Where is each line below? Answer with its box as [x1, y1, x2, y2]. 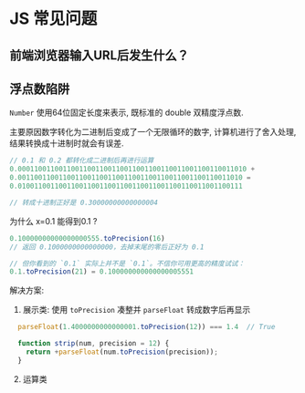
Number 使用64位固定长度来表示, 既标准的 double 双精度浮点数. [9, 107, 244, 119]
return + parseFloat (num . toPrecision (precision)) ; [26, 347, 219, 357]
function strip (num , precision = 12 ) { [17, 339, 170, 348]
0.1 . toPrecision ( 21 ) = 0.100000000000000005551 [9, 267, 195, 276]
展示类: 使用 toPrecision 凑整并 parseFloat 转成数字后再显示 [22, 305, 251, 315]
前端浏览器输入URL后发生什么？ [9, 47, 190, 63]
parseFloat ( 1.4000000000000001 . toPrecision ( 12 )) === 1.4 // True [17, 323, 276, 332]
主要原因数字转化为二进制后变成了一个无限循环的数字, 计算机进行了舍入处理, [9, 127, 297, 138]
